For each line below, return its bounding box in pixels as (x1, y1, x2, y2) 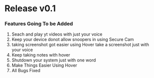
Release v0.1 (4, 3, 56, 14)
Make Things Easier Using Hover (11, 62, 77, 68)
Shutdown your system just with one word (11, 57, 96, 63)
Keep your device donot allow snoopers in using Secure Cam (11, 37, 134, 42)
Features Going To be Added (4, 20, 73, 27)
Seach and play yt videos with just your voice (11, 31, 103, 37)
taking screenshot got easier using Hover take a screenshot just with (11, 42, 149, 48)
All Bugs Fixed (11, 68, 41, 74)
